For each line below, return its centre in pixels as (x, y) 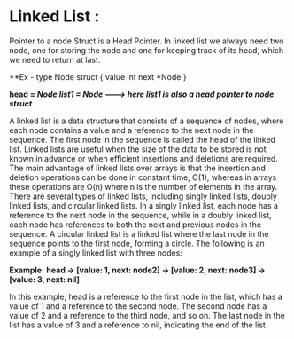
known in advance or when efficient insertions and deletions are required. (144, 158)
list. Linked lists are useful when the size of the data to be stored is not (138, 149)
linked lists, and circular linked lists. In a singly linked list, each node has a (144, 205)
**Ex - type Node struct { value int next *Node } (98, 76)
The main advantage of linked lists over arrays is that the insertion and (137, 168)
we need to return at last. (55, 59)
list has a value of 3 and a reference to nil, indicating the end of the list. (139, 325)
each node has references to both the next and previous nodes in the (135, 225)
